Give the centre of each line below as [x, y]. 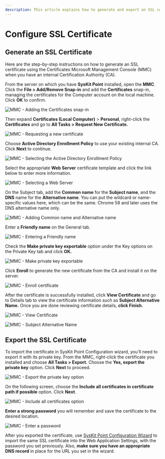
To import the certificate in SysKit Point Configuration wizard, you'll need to [82, 352]
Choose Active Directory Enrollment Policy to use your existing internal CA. [82, 143]
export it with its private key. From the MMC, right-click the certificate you [80, 357]
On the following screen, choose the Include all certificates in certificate [79, 387]
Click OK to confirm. [26, 100]
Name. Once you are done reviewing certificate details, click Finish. [74, 305]
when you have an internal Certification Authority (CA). [61, 75]
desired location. [22, 416]
